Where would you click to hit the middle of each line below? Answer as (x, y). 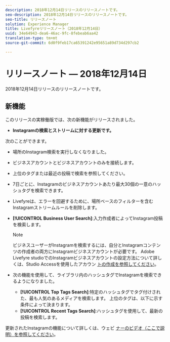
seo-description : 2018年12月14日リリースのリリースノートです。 (67, 15)
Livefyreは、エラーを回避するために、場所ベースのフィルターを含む (83, 201)
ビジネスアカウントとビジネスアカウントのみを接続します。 (74, 162)
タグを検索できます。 (44, 190)
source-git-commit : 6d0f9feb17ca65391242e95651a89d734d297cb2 (72, 43)
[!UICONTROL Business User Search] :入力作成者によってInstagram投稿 (88, 218)
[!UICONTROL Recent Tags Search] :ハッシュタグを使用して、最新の (91, 311)
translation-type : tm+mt (31, 38)
